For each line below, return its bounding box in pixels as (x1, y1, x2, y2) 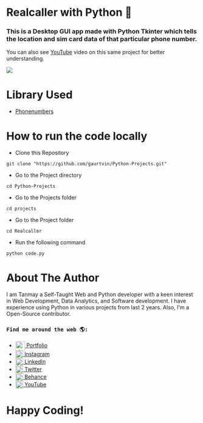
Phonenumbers (15, 108, 54, 115)
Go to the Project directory (15, 171, 82, 179)
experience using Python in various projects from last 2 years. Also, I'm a (6, 304, 190, 311)
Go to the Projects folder (15, 194, 77, 201)
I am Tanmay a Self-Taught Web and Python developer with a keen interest (6, 291, 193, 298)
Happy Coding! (6, 404, 84, 417)
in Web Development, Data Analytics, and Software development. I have (6, 297, 187, 304)
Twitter (24, 365, 43, 373)
